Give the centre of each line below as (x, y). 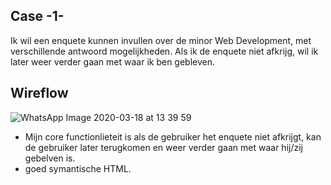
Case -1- (37, 16)
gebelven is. (50, 158)
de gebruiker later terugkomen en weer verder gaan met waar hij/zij (163, 147)
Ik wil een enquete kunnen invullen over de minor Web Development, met (161, 40)
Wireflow (39, 93)
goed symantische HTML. (78, 168)
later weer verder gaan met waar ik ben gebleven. (113, 61)
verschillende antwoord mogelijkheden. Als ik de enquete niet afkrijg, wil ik (164, 51)
